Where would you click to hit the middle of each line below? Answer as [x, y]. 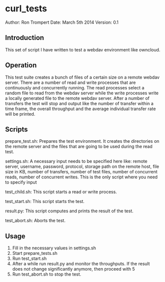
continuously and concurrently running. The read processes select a [75, 87]
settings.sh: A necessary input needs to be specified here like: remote [76, 161]
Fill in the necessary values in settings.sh [54, 248]
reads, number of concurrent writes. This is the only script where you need [82, 177]
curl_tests [26, 9]
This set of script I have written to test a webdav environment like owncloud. [83, 49]
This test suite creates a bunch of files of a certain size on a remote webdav [82, 77]
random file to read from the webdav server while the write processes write [82, 93]
